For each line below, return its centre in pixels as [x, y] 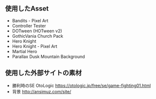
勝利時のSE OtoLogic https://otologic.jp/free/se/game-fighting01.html [81, 85]
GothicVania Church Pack [37, 36]
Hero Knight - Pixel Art [35, 46]
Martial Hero [25, 51]
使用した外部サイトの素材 [43, 73]
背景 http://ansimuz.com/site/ [42, 91]
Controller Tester [29, 26]
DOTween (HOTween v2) [37, 31]
